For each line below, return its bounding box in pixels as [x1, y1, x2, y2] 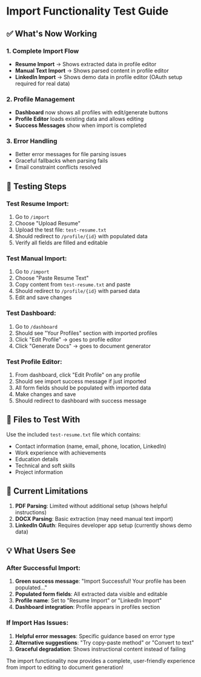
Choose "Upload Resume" [15, 220, 81, 227]
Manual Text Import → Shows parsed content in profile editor [15, 67, 170, 74]
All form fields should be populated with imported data [15, 384, 151, 391]
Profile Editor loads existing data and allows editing [15, 115, 144, 123]
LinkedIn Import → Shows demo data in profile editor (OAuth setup [15, 73, 183, 80]
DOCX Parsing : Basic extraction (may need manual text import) [15, 515, 174, 522]
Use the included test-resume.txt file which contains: [6, 430, 141, 438]
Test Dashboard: [6, 309, 56, 317]
